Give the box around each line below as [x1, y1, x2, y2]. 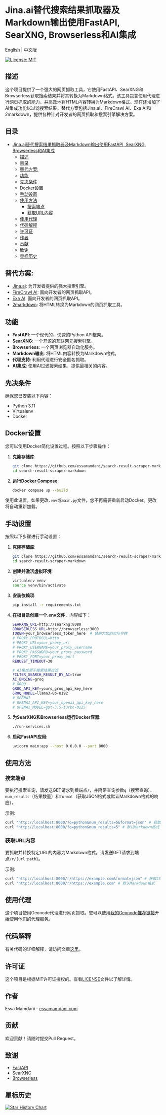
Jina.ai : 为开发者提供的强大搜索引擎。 [12, 283, 89, 289]
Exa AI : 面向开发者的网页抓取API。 [12, 296, 83, 301]
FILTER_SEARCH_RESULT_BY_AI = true [12, 672, 82, 677]
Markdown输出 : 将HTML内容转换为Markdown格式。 [12, 351, 120, 357]
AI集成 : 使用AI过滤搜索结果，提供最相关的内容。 [12, 363, 110, 369]
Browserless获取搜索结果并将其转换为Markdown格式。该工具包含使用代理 [5, 92, 156, 98]
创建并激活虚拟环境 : [12, 568, 53, 574]
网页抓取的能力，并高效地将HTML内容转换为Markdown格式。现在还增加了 [9, 99, 161, 105]
